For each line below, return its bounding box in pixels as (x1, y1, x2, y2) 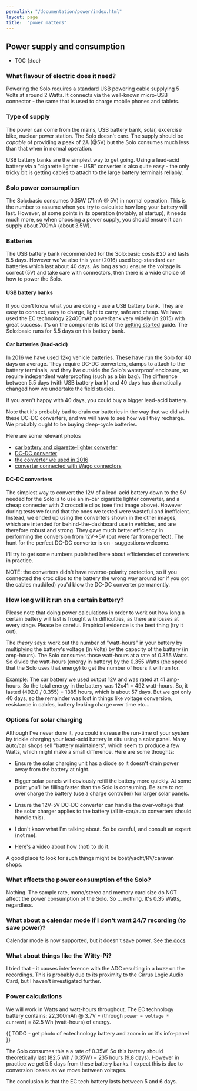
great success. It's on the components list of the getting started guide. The (6, 321, 188, 328)
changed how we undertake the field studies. (6, 385, 116, 392)
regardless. (6, 901, 34, 908)
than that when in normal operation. (6, 145, 93, 152)
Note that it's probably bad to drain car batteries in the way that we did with (6, 408, 189, 415)
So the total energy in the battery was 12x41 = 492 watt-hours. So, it (22, 682, 188, 689)
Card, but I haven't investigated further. (6, 978, 101, 985)
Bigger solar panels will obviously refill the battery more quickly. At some (14, 777, 191, 784)
